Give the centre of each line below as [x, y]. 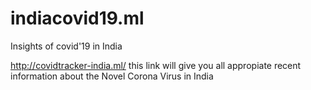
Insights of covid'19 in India [66, 46]
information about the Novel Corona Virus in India [112, 76]
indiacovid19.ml [77, 18]
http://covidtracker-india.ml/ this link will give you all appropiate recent [156, 65]
